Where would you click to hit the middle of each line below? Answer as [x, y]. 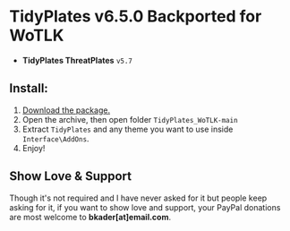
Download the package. [66, 110]
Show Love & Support [71, 176]
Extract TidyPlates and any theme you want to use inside [128, 129]
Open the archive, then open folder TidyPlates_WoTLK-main [130, 119]
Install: [29, 88]
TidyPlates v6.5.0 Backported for [136, 17]
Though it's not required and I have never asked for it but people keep [138, 198]
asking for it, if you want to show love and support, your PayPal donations [145, 207]
